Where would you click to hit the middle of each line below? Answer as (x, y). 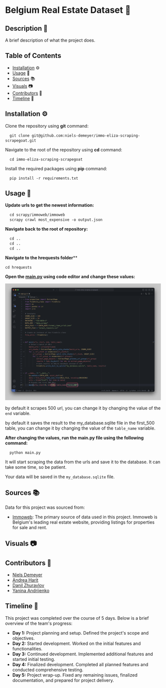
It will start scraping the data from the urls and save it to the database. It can (83, 462)
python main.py (25, 452)
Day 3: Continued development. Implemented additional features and (83, 654)
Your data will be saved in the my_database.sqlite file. (60, 477)
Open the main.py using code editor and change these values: (70, 277)
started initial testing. (34, 659)
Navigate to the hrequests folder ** (41, 258)
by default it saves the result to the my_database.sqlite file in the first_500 (80, 423)
